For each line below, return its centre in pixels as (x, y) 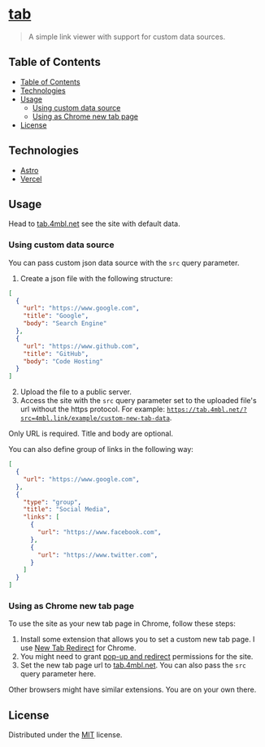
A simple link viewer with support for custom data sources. (127, 37)
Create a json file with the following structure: (96, 278)
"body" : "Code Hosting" (63, 361)
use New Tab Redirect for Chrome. (78, 648)
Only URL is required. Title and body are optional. (91, 434)
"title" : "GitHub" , (56, 354)
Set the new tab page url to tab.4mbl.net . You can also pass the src (133, 665)
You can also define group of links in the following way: (101, 450)
